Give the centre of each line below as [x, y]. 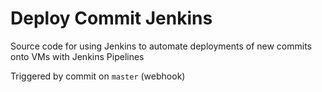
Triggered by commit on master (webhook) [98, 76]
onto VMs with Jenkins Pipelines [77, 56]
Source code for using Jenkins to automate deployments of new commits [161, 46]
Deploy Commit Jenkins [111, 18]
